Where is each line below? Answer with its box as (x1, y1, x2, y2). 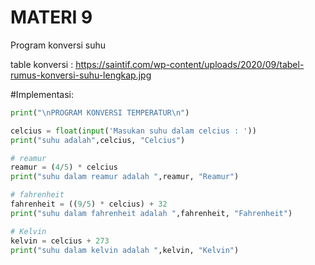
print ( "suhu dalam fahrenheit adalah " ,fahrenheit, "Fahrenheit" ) (10, 208, 293, 218)
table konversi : (10, 58, 74, 70)
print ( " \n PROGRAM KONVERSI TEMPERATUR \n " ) (10, 107, 190, 118)
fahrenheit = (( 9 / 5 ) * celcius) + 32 (10, 199, 168, 210)
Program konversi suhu (10, 39, 107, 51)
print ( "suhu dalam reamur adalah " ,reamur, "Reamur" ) (10, 172, 240, 182)
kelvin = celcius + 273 (10, 236, 110, 246)
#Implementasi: (10, 88, 75, 100)
